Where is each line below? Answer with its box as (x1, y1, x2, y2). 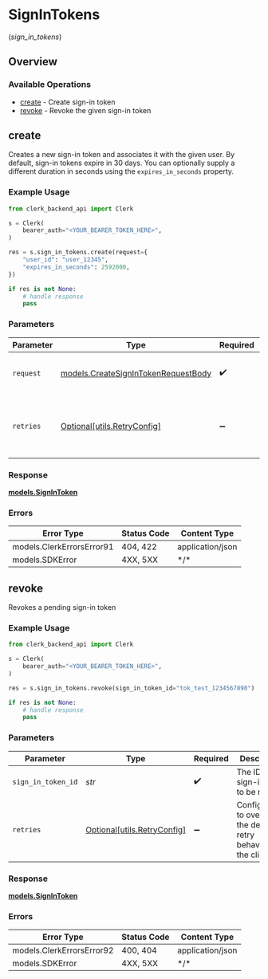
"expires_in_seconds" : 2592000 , (22, 263, 130, 271)
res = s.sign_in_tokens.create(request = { (8, 249, 148, 257)
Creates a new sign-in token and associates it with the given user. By (8, 150, 235, 159)
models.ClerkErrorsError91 (12, 541, 114, 552)
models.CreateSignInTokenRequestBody (60, 368, 212, 379)
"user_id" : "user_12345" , (22, 256, 109, 264)
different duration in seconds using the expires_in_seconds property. (8, 167, 234, 176)
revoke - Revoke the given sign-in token (19, 105, 152, 115)
